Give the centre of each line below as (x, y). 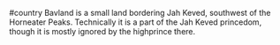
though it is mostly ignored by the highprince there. (102, 31)
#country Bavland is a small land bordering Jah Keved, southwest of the (140, 13)
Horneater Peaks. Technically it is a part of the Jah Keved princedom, (136, 22)
